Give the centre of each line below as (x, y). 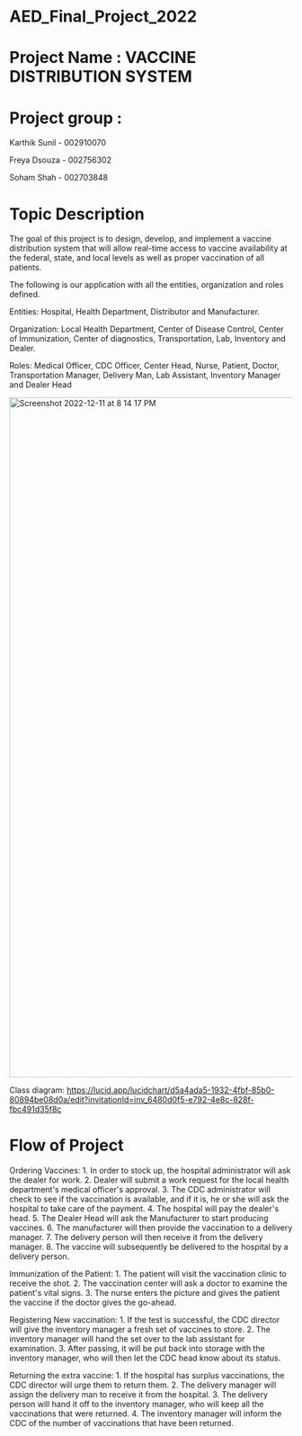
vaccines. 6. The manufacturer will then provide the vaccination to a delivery (151, 1228)
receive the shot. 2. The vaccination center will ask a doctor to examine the (148, 1283)
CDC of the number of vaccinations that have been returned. (121, 1423)
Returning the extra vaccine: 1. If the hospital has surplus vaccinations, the (147, 1376)
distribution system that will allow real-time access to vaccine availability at (148, 248)
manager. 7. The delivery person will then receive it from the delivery (136, 1237)
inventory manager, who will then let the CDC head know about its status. (145, 1358)
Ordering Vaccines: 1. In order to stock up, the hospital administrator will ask (150, 1171)
